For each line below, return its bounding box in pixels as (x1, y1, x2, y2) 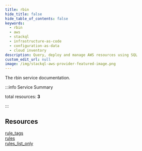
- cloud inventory (9, 48, 47, 53)
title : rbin (5, 7, 29, 12)
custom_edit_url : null (5, 57, 51, 62)
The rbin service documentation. (5, 75, 70, 81)
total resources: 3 (5, 94, 40, 100)
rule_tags (5, 130, 23, 136)
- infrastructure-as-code (9, 39, 62, 44)
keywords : (5, 20, 25, 26)
